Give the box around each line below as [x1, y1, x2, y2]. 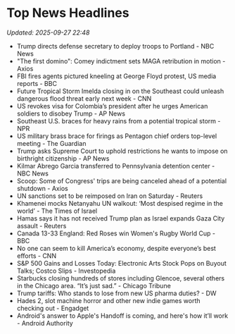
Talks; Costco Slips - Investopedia [16, 266, 116, 275]
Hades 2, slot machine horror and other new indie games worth [16, 296, 201, 304]
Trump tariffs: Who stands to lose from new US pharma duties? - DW [16, 289, 217, 297]
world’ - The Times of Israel [16, 206, 98, 215]
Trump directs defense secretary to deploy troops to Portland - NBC [16, 42, 215, 50]
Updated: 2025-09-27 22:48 [6, 28, 90, 37]
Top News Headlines [6, 5, 129, 21]
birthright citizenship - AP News [16, 154, 110, 163]
